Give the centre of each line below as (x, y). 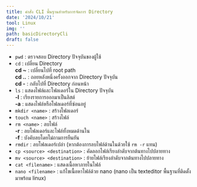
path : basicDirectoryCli (37, 34)
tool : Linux (21, 23)
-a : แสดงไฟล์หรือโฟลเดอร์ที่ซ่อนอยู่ (50, 104)
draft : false (22, 40)
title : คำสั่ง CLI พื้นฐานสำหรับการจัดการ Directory (60, 12)
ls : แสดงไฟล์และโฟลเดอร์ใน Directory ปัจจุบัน (64, 90)
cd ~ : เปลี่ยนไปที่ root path (45, 70)
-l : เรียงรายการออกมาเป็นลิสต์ (45, 97)
